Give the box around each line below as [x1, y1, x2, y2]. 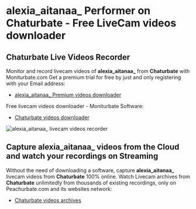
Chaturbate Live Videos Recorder [6, 52, 130, 62]
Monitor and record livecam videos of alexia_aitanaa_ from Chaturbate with [6, 68, 190, 74]
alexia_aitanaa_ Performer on [6, 4, 151, 18]
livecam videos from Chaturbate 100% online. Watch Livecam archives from [6, 173, 190, 180]
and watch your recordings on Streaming [6, 151, 159, 161]
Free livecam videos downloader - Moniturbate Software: [6, 103, 144, 109]
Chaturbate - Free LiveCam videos [6, 16, 177, 30]
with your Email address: [6, 80, 66, 87]
